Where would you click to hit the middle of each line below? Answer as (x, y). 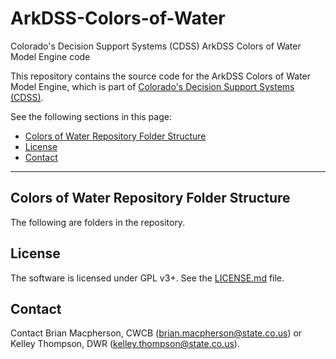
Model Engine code (50, 56)
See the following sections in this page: (91, 116)
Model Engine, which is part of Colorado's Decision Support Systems (152, 86)
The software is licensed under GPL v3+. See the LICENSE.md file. (147, 278)
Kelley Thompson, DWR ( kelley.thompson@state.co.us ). (125, 344)
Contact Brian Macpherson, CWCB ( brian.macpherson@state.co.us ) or (156, 333)
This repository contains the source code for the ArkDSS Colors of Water (161, 76)
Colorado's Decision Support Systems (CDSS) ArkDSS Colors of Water (156, 46)
